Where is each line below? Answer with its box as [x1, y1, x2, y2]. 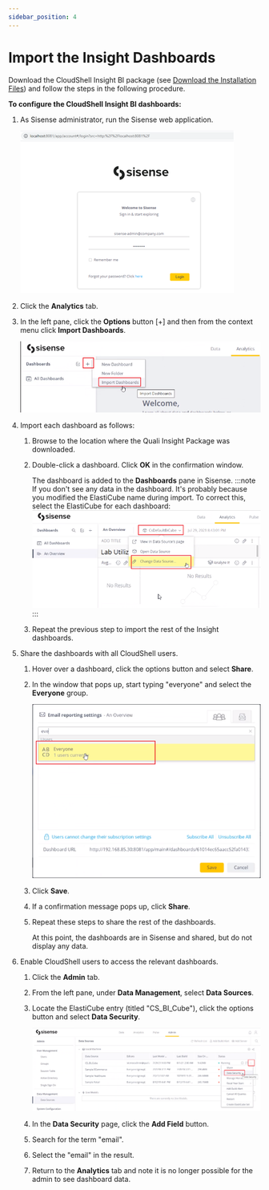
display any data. [31, 941, 89, 950]
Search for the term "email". [31, 1135, 124, 1144]
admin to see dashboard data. [31, 1174, 130, 1184]
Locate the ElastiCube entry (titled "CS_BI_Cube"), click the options [31, 1003, 254, 1013]
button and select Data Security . [31, 1011, 141, 1022]
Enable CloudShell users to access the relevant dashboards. [19, 957, 219, 966]
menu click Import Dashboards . [19, 325, 126, 334]
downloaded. [31, 445, 76, 455]
